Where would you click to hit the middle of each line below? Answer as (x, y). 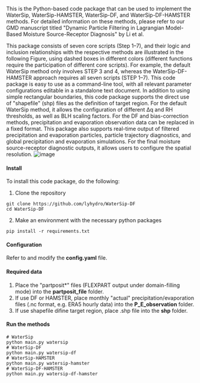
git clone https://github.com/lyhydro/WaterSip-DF (71, 204)
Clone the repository (40, 193)
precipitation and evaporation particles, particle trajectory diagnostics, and (98, 135)
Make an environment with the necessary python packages (88, 220)
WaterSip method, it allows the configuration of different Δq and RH (89, 110)
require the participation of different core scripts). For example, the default (98, 65)
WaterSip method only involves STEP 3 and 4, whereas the (79, 71)
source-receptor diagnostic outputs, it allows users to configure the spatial (99, 148)
